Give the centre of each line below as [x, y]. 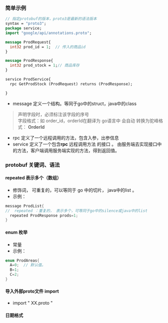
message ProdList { [25, 206]
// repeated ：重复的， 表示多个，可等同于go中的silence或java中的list [76, 211]
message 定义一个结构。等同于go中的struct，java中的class [75, 103]
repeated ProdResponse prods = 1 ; [44, 216]
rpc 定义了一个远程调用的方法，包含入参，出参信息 [66, 137]
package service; [24, 28]
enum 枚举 [16, 232]
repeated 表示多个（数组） [33, 178]
